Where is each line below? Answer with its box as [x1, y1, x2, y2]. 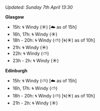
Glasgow [5, 14, 24, 20]
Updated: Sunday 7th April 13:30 [5, 5, 73, 10]
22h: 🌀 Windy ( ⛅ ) [12, 50, 49, 56]
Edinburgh [5, 68, 28, 73]
